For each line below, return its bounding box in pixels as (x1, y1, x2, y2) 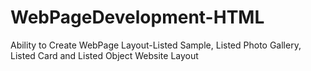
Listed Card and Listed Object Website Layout (10, 49, 199, 61)
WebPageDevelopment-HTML (10, 6, 265, 29)
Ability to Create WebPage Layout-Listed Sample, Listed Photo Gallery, (10, 39, 302, 51)
